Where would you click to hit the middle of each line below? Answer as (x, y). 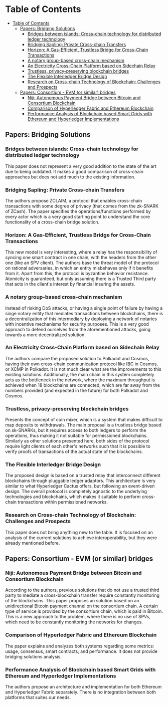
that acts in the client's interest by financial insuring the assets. (70, 284)
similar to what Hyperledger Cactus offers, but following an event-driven (80, 486)
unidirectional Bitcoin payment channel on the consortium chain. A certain (81, 606)
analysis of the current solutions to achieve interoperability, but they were (81, 538)
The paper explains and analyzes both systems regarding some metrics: (80, 646)
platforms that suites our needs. (38, 697)
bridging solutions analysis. (33, 656)
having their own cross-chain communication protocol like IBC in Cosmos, (81, 364)
